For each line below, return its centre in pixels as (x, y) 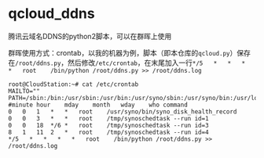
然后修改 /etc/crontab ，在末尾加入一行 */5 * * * (157, 63)
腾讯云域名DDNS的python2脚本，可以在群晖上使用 (90, 36)
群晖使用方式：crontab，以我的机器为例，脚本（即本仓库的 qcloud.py (119, 52)
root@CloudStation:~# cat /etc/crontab (73, 84)
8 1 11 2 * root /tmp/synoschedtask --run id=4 (109, 132)
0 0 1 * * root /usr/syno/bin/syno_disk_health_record (123, 111)
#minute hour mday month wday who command (98, 105)
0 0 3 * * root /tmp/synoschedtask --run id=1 (109, 118)
